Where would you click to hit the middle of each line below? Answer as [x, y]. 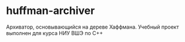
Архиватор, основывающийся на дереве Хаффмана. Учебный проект [92, 27]
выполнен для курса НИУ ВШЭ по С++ [55, 33]
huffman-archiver [51, 11]
